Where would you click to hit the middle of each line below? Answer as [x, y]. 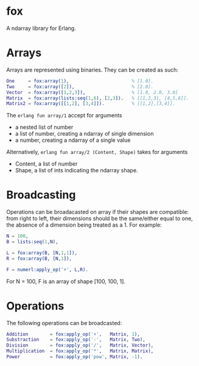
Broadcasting [41, 195]
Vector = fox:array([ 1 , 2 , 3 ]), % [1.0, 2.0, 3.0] [92, 92]
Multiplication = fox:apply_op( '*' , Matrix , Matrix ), [80, 351]
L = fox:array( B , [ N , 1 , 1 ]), [42, 253]
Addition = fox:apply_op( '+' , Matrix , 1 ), [73, 334]
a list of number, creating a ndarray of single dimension [84, 134]
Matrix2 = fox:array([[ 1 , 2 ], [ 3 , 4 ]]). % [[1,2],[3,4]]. [91, 104]
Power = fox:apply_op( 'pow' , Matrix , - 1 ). [75, 357]
